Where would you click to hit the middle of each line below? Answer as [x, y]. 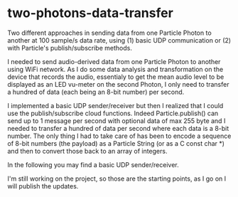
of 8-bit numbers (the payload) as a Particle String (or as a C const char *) [116, 143]
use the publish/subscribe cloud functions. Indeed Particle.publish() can [113, 113]
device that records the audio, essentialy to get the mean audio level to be [116, 77]
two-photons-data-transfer [91, 13]
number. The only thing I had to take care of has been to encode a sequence [119, 136]
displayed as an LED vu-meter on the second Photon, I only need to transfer [118, 84]
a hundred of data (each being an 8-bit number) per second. [96, 92]
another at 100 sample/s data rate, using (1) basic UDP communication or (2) [119, 40]
